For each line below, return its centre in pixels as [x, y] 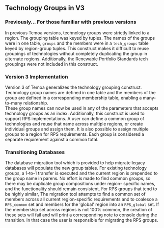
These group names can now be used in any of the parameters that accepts [82, 108]
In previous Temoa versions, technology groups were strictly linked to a [77, 33]
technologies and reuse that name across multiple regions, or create [74, 124]
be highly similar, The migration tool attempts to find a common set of [75, 194]
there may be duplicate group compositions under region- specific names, [80, 184]
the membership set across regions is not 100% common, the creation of [79, 210]
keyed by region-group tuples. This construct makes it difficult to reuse [77, 48]
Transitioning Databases [35, 152]
